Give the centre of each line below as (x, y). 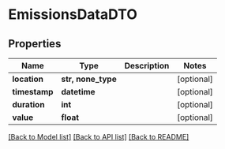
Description (147, 66)
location (28, 79)
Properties (35, 44)
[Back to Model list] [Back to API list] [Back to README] (99, 137)
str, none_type (89, 79)
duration (28, 104)
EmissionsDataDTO (73, 15)
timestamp (33, 92)
